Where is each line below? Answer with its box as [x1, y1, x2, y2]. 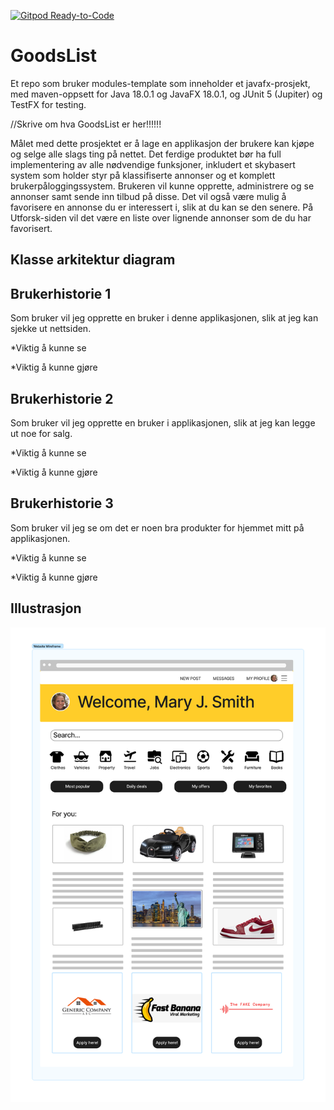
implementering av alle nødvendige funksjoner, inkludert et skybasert [10, 158, 296, 170]
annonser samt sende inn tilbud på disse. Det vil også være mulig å [10, 190, 287, 202]
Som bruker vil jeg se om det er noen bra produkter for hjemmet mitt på [10, 521, 305, 534]
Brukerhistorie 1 [10, 285, 112, 302]
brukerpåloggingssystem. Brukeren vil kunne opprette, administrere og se [10, 180, 315, 192]
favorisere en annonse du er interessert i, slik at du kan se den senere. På [10, 201, 314, 213]
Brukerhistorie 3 [10, 495, 114, 512]
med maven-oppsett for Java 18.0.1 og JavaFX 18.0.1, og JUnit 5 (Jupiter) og [10, 88, 323, 100]
